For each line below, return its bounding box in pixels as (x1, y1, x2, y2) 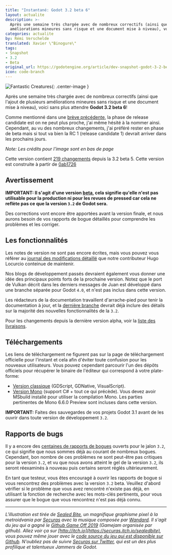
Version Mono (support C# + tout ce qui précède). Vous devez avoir (12, 389, 156, 395)
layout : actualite (5, 12, 45, 17)
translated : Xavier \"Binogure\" (5, 41, 77, 46)
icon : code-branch (5, 70, 45, 75)
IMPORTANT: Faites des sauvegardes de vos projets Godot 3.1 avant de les (5, 409, 164, 415)
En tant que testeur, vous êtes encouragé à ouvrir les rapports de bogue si (5, 475, 162, 481)
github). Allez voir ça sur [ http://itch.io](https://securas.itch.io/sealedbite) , (5, 528, 161, 534)
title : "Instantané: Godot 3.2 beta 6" (5, 7, 91, 13)
